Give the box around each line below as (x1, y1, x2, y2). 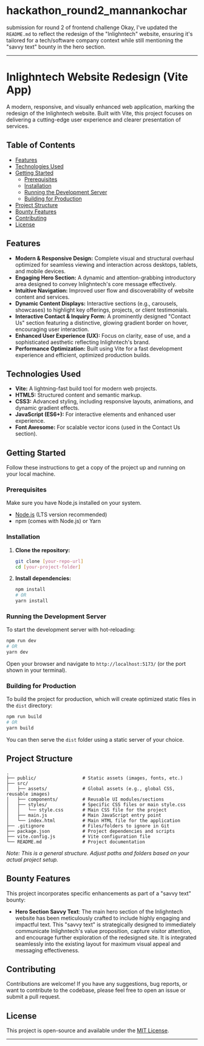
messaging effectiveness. (15, 946, 80, 954)
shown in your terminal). (6, 666, 67, 674)
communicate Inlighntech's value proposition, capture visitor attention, (15, 927, 192, 934)
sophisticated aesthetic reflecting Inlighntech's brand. (15, 338, 151, 346)
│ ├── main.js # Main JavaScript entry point (6, 812, 162, 818)
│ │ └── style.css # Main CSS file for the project (6, 807, 167, 813)
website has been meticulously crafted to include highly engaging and (15, 914, 191, 921)
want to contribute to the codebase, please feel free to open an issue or (6, 986, 186, 994)
